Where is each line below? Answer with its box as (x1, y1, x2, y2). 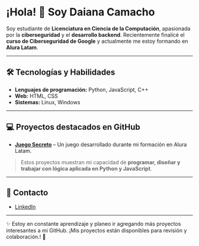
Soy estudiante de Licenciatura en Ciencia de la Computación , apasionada (6, 25, 191, 32)
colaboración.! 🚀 (6, 234, 46, 241)
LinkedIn (14, 203, 36, 210)
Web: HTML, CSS (14, 92, 58, 100)
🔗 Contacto (6, 187, 49, 197)
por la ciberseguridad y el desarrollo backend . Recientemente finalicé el (6, 31, 185, 38)
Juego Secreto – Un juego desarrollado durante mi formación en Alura (14, 140, 187, 148)
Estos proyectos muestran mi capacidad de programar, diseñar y (20, 158, 181, 165)
